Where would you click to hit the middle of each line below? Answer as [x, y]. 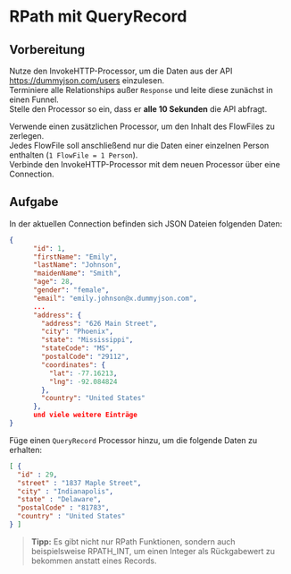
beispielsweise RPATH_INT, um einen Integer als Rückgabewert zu [153, 551]
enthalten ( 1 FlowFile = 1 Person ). [74, 155]
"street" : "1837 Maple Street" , [79, 483]
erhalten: [26, 450]
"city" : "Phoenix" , [78, 332]
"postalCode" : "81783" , [63, 508]
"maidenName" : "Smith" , [77, 274]
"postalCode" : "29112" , [85, 357]
